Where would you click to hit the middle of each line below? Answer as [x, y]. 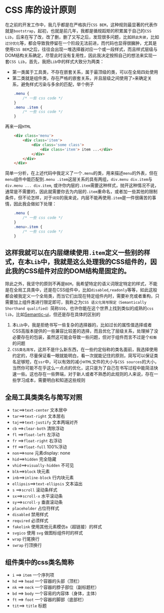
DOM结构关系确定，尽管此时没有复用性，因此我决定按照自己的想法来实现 [79, 55]
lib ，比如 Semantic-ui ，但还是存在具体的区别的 [53, 315]
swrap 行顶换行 [27, 545]
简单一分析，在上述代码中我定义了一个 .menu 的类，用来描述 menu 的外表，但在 [82, 173]
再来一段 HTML [18, 126]
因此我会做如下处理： [35, 204]
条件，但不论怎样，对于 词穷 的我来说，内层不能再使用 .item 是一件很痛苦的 [79, 198]
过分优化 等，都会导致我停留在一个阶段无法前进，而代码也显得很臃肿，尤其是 [81, 43]
